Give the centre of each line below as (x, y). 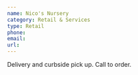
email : (16, 39)
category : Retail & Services (49, 20)
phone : (16, 32)
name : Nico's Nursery (38, 13)
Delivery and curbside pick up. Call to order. (69, 64)
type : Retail (26, 26)
